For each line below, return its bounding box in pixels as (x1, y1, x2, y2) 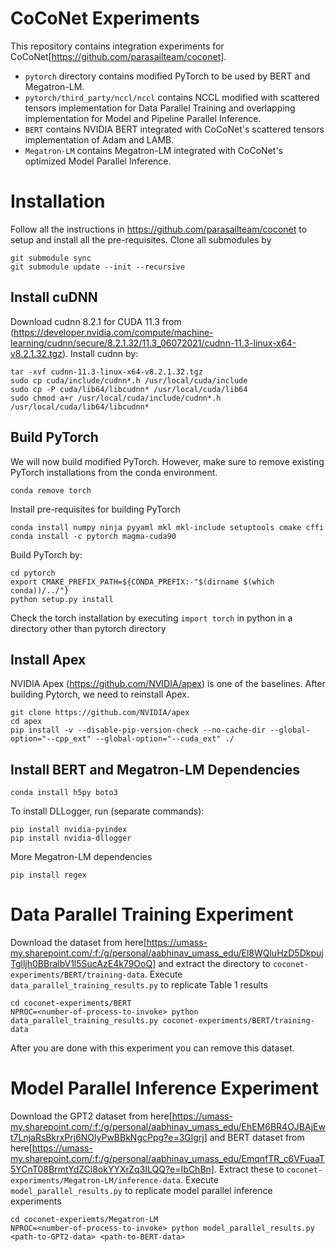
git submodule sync (10, 253, 92, 263)
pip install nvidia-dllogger (10, 833, 132, 844)
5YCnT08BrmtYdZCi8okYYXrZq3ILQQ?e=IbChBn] (10, 1163, 215, 1175)
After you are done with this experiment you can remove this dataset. (10, 1042, 295, 1054)
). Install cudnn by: (61, 347, 139, 359)
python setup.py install (10, 594, 114, 604)
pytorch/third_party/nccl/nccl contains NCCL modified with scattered (24, 91, 320, 103)
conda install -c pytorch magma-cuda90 (10, 531, 177, 541)
